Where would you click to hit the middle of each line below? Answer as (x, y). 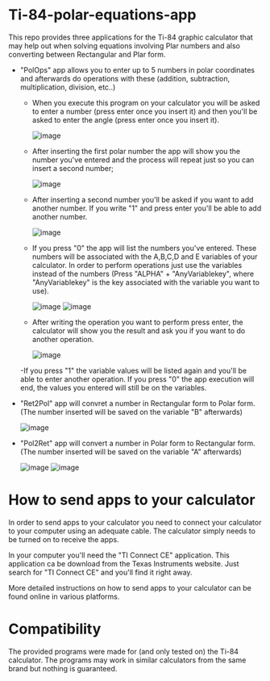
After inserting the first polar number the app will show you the (136, 151)
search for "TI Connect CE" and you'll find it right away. (100, 572)
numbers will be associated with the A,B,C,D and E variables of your (145, 257)
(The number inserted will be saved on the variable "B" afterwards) (131, 412)
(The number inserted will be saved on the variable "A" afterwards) (131, 451)
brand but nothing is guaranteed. (63, 668)
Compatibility (55, 629)
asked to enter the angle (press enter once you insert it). (126, 119)
